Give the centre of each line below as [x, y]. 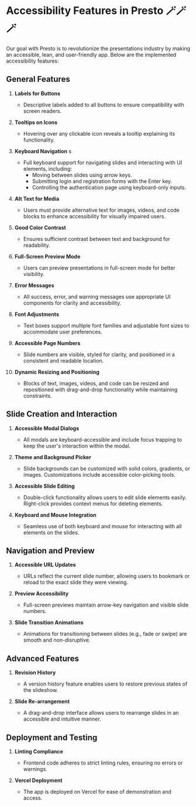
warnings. [35, 769]
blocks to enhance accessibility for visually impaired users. [94, 216]
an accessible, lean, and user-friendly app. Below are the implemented [91, 54]
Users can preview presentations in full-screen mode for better [99, 268]
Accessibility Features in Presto [85, 11]
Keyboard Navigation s [43, 151]
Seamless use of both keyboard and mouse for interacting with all [102, 526]
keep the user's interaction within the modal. [77, 446]
